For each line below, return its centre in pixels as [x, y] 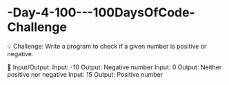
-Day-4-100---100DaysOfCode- [101, 13]
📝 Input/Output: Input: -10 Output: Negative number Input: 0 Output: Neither [114, 67]
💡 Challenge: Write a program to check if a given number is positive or [107, 46]
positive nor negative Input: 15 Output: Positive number [85, 74]
